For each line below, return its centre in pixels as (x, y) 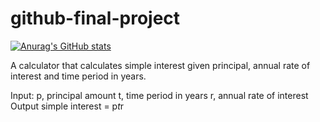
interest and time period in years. (78, 76)
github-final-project (95, 18)
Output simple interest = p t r (67, 106)
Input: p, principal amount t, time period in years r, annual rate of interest (159, 95)
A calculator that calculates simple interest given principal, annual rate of (160, 65)
